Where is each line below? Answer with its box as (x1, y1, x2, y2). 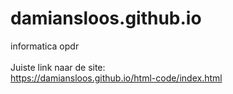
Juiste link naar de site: (10, 61, 106, 73)
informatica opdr (10, 40, 80, 52)
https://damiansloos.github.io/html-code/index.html (10, 72, 223, 84)
